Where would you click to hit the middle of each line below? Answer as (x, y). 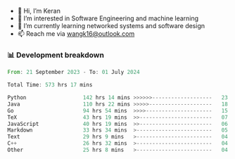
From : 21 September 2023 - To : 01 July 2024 (74, 72)
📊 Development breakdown (56, 55)
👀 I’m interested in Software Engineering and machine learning (108, 18)
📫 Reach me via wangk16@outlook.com (76, 34)
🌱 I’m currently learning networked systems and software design (111, 26)
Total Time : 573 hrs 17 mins (50, 85)
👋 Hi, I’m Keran (39, 11)
